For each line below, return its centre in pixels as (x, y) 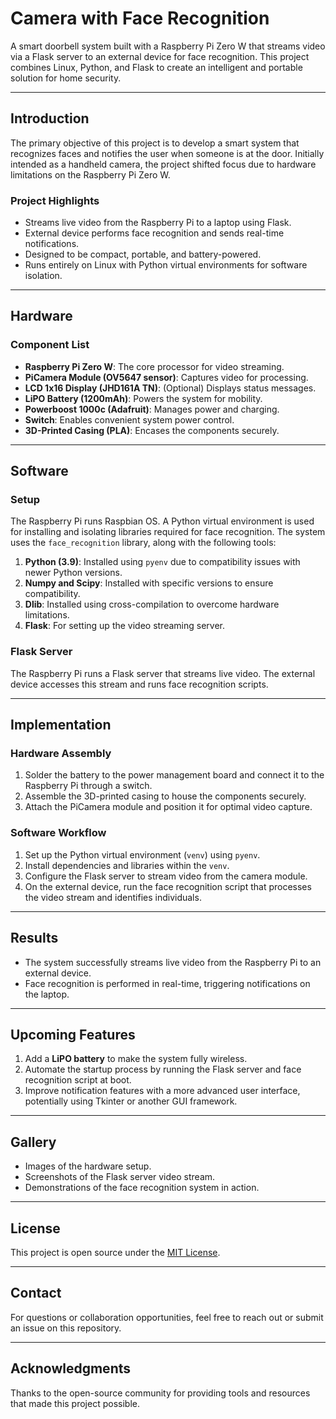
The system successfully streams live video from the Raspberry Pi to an (173, 962)
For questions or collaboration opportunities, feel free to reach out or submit (167, 1317)
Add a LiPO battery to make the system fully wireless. (136, 1059)
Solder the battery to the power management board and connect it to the (174, 775)
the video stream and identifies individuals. (113, 897)
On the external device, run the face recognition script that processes (168, 886)
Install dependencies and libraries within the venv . (127, 865)
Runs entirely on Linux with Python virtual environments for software (166, 265)
